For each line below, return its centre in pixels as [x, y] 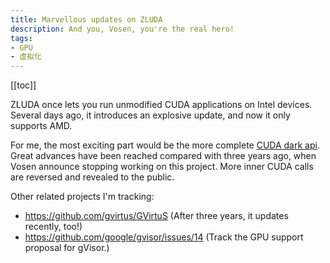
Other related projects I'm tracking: [82, 197]
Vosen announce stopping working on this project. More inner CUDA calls [162, 167]
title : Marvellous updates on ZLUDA [86, 19]
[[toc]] [23, 85]
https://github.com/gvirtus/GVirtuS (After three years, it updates [156, 216]
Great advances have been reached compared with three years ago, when [163, 156]
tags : [21, 38]
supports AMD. [41, 126]
